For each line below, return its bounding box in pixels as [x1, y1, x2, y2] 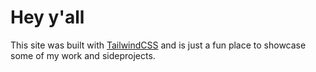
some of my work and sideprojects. [10, 49, 156, 61]
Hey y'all [10, 6, 85, 29]
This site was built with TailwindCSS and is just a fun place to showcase [10, 39, 307, 51]
